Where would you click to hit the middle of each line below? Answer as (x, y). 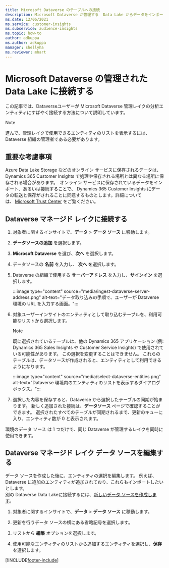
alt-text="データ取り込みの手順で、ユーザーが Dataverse (101, 297)
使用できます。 (21, 436)
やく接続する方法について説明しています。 (84, 113)
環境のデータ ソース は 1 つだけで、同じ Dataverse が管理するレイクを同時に (84, 429)
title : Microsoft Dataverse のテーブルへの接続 (52, 10)
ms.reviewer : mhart (26, 52)
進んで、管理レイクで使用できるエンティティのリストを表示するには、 (78, 133)
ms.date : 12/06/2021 (27, 19)
